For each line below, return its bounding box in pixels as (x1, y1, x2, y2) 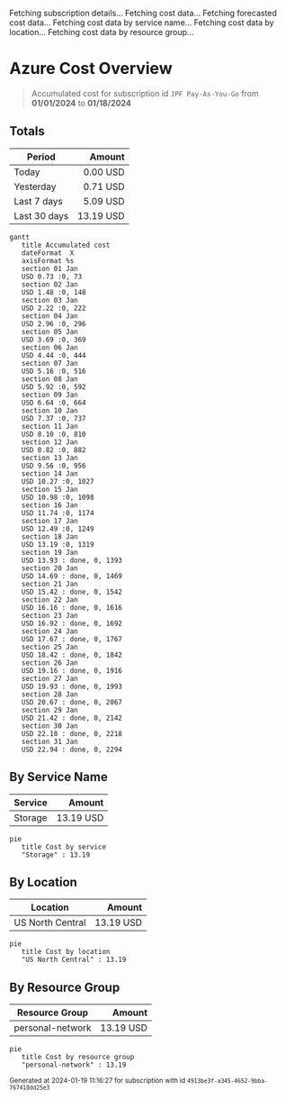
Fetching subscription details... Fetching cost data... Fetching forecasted (9, 8, 277, 18)
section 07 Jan (21, 359, 78, 368)
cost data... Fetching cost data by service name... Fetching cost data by (9, 17, 274, 28)
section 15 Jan (21, 485, 78, 494)
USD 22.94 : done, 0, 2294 (21, 745, 123, 754)
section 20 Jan (21, 563, 78, 573)
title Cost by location (21, 948, 111, 957)
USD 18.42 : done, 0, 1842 (21, 650, 123, 659)
